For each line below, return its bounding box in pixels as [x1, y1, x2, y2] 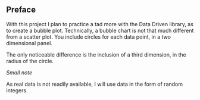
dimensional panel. [6, 39, 52, 46]
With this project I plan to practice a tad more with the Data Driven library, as [6, 20, 193, 27]
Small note [6, 68, 33, 76]
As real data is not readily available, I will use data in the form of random [6, 80, 183, 87]
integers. [6, 86, 28, 94]
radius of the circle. [6, 57, 54, 64]
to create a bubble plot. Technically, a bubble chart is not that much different [6, 27, 194, 34]
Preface [6, 5, 36, 15]
